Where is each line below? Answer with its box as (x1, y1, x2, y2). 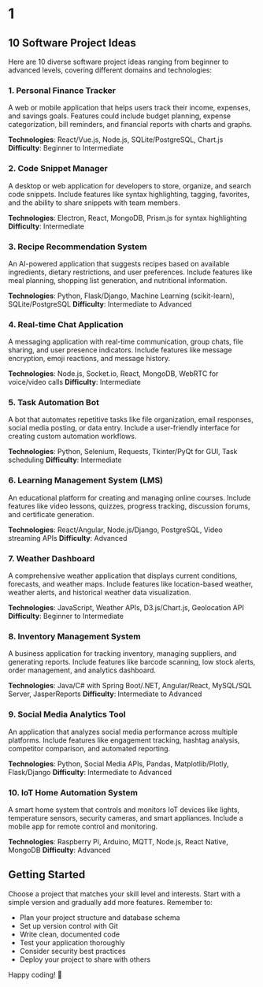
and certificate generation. (8, 509, 94, 519)
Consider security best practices (19, 946, 126, 955)
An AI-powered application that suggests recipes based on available (8, 259, 230, 268)
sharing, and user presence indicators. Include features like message (8, 345, 232, 355)
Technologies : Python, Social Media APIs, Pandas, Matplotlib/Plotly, (8, 758, 230, 769)
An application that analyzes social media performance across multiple (8, 727, 238, 736)
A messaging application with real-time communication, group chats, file (8, 337, 244, 347)
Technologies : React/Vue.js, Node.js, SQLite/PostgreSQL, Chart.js (8, 135, 224, 144)
